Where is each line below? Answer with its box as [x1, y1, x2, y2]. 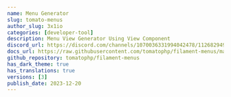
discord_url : [7, 42, 45, 48]
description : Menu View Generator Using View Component [7, 36, 170, 42]
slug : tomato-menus [7, 16, 63, 23]
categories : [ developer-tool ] [7, 29, 94, 36]
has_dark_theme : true [7, 61, 69, 68]
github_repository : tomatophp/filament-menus [7, 55, 140, 61]
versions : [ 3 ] [7, 73, 48, 81]
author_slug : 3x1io [7, 23, 63, 29]
